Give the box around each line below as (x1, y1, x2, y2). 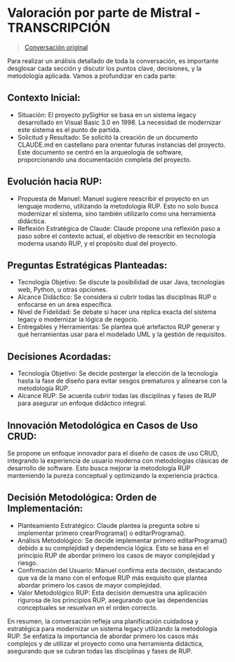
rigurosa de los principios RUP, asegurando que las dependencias (17, 595, 208, 604)
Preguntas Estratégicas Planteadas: (7, 259, 168, 271)
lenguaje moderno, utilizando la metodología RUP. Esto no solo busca (17, 201, 219, 210)
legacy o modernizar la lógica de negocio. (17, 315, 139, 324)
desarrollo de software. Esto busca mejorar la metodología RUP (7, 464, 191, 472)
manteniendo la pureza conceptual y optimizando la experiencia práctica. (7, 472, 220, 479)
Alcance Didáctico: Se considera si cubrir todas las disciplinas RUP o (17, 293, 217, 301)
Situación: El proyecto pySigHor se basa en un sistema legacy (17, 110, 196, 119)
